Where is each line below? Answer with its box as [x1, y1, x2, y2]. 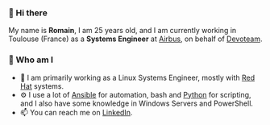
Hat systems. [19, 81, 64, 91]
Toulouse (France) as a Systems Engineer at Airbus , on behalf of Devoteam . [8, 34, 263, 44]
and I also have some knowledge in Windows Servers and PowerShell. [19, 98, 254, 108]
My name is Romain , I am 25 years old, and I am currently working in [8, 26, 237, 35]
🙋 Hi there [8, 7, 48, 19]
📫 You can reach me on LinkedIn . [19, 107, 133, 117]
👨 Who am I [8, 54, 54, 65]
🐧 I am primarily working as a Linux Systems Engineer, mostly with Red [19, 73, 255, 82]
